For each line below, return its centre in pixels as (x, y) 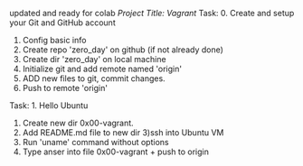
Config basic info (54, 40)
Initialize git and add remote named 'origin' (102, 69)
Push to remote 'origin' (65, 88)
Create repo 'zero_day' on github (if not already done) (123, 50)
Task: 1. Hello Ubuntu (49, 106)
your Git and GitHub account (62, 23)
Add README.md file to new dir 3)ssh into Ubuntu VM (123, 133)
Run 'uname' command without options (95, 142)
